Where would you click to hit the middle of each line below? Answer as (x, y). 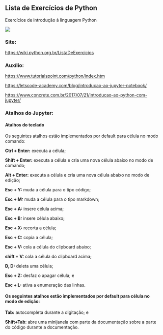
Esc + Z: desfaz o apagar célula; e (40, 275)
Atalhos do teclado (25, 124)
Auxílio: (14, 65)
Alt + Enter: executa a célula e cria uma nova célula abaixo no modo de (77, 175)
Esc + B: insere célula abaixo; (35, 218)
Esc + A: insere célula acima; (34, 209)
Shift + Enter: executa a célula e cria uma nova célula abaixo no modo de (79, 160)
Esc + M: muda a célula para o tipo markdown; (52, 199)
